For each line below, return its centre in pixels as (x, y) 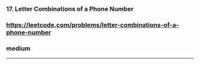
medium (18, 48)
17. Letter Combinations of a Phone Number (70, 9)
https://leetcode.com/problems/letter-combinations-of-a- (93, 24)
